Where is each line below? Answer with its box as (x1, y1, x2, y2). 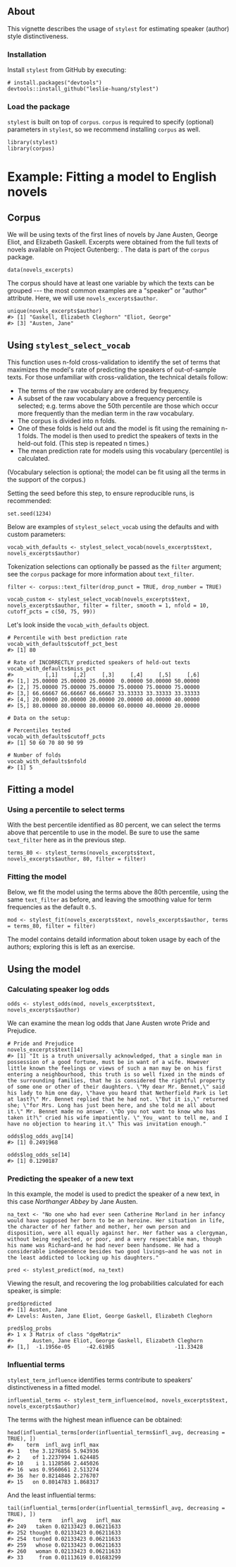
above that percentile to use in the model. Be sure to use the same (7, 828, 200, 836)
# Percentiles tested (7, 727, 71, 734)
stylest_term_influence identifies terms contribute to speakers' (7, 1376, 193, 1384)
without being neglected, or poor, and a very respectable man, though (7, 1236, 222, 1243)
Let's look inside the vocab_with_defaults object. (7, 621, 149, 629)
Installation (7, 49, 47, 59)
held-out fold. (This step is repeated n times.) (17, 439, 149, 448)
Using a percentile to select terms (7, 805, 125, 815)
